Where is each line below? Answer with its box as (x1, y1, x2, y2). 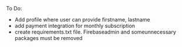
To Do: (6, 5, 22, 12)
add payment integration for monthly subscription (14, 23, 135, 29)
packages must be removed (14, 35, 83, 41)
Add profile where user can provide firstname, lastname (14, 16, 150, 23)
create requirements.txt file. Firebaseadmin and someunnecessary (14, 28, 177, 35)
